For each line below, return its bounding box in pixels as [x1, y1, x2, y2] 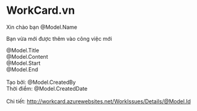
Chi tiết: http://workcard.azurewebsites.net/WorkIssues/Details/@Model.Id [6, 97, 191, 105]
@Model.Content [6, 53, 48, 60]
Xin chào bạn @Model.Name [6, 23, 77, 31]
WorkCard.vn [6, 4, 75, 17]
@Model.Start [6, 59, 41, 67]
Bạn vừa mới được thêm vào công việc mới [6, 35, 113, 42]
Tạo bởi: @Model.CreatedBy [6, 79, 77, 86]
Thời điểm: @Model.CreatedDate [6, 85, 88, 92]
